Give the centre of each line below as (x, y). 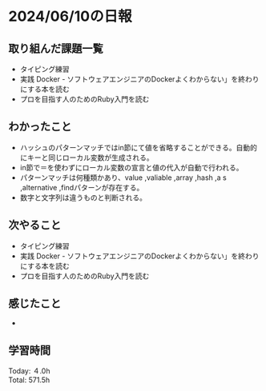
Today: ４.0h (29, 371)
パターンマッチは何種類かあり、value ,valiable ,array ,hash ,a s (123, 178)
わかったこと (40, 127)
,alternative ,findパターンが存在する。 (82, 187)
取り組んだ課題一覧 (56, 48)
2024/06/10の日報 (70, 16)
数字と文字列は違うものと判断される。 (83, 197)
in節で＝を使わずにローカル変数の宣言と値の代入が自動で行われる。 (131, 167)
